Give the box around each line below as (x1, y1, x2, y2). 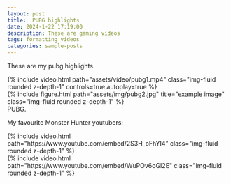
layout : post (7, 10, 45, 17)
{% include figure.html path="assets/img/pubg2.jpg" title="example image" (7, 90, 225, 98)
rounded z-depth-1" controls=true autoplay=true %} (7, 83, 157, 91)
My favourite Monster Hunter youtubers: (7, 118, 124, 126)
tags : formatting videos (7, 36, 80, 43)
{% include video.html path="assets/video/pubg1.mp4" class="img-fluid (7, 75, 216, 84)
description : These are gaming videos (7, 29, 120, 37)
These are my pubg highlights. (7, 62, 95, 70)
